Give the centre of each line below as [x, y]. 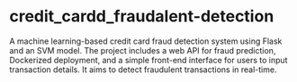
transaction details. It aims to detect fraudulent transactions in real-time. [143, 70]
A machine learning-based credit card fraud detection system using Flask [146, 41]
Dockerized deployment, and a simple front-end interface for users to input [148, 60]
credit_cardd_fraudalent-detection [142, 16]
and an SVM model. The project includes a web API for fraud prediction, [143, 50]
